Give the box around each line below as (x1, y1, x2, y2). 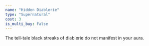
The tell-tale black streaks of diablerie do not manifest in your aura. (5, 35, 144, 41)
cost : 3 (5, 16, 22, 21)
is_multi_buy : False (5, 21, 49, 26)
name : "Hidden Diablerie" (5, 7, 59, 12)
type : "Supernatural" (5, 12, 51, 17)
